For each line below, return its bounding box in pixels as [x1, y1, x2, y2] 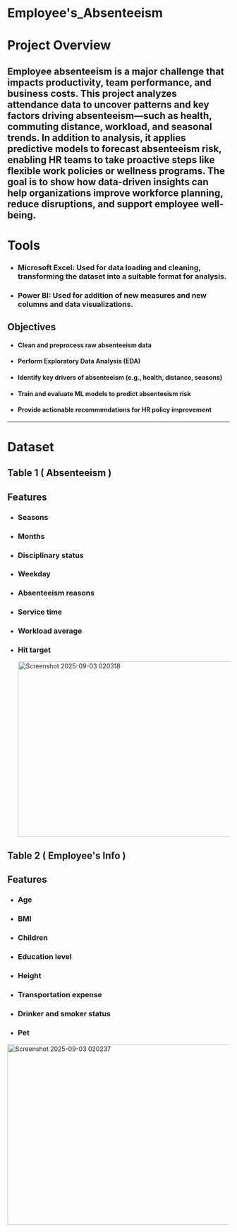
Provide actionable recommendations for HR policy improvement [17, 405, 212, 414]
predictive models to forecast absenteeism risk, [7, 143, 222, 155]
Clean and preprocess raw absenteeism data [17, 341, 152, 349]
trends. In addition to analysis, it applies [7, 132, 186, 144]
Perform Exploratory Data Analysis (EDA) [17, 357, 141, 366]
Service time [17, 607, 62, 617]
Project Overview [7, 37, 111, 54]
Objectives [7, 321, 56, 333]
